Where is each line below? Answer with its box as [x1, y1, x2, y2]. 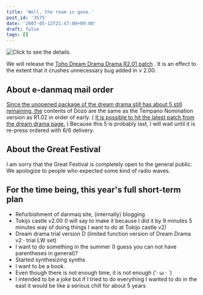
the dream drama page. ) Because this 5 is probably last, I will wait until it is [6, 120, 196, 127]
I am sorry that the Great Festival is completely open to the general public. [6, 160, 193, 168]
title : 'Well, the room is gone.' [6, 9, 94, 15]
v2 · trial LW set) [15, 236, 57, 244]
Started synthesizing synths [15, 256, 85, 263]
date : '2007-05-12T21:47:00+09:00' [6, 20, 97, 26]
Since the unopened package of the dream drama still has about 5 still [6, 100, 182, 107]
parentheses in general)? [15, 249, 78, 257]
